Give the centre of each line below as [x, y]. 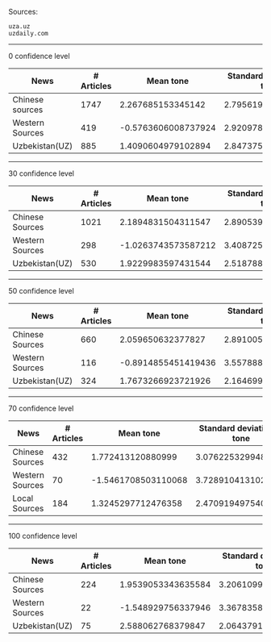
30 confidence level [42, 173]
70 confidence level [41, 408]
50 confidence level [41, 291]
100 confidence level [43, 536]
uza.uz [19, 27]
